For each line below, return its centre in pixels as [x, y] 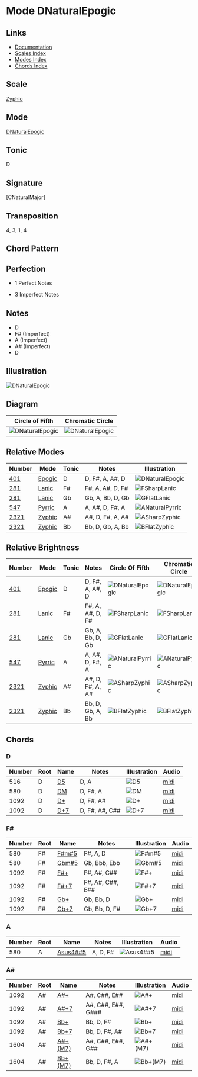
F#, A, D [95, 854]
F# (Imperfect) [32, 334]
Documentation [33, 47]
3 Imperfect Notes [37, 295]
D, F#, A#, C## [100, 811]
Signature [24, 183]
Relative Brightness [43, 547]
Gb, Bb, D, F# [102, 909]
